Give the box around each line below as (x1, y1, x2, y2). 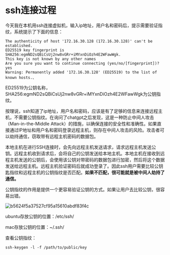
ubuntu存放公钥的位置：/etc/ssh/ (5, 213, 74, 219)
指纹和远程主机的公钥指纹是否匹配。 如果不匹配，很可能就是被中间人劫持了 (9, 169, 165, 175)
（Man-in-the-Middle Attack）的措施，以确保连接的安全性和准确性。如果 (5, 120, 157, 126)
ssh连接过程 (5, 5, 57, 16)
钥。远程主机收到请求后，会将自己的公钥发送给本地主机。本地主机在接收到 (5, 150, 160, 156)
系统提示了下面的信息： (14, 28, 63, 34)
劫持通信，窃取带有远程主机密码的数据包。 (9, 133, 99, 139)
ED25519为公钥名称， (5, 84, 51, 91)
